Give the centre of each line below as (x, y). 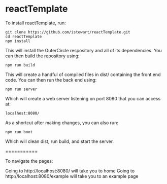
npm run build (20, 65)
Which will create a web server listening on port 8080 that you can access (83, 98)
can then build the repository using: (42, 56)
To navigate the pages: (29, 161)
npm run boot (19, 132)
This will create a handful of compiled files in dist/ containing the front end (83, 75)
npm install (18, 41)
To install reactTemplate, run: (36, 23)
